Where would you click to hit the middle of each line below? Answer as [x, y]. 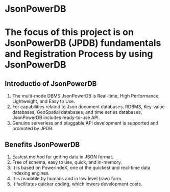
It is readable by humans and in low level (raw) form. [67, 178]
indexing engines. [31, 173]
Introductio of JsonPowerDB [51, 83]
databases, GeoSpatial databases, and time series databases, [77, 112]
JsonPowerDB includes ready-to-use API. [56, 117]
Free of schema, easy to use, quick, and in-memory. [67, 162]
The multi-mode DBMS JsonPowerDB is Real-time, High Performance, [86, 96]
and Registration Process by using [79, 54]
